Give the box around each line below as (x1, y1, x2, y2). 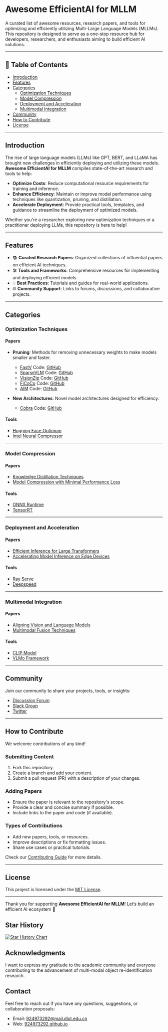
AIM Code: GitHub (19, 385, 57, 392)
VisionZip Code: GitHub (19, 375, 68, 381)
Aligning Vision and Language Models (12, 622, 91, 628)
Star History (5, 921, 44, 929)
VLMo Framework (12, 655, 49, 661)
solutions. (5, 41, 25, 47)
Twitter (12, 708, 27, 714)
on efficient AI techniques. (12, 262, 67, 268)
